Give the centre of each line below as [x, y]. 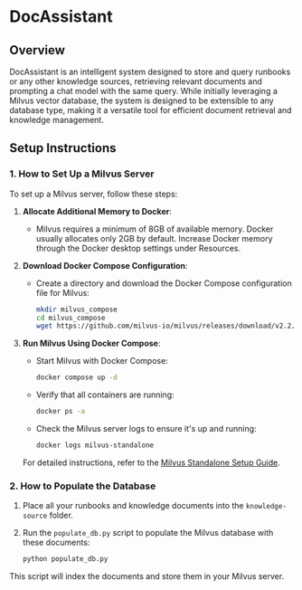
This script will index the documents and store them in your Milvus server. [147, 576]
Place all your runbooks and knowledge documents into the [133, 506]
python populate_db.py [65, 559]
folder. [61, 515]
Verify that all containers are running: [105, 395]
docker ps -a [61, 412]
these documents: [56, 542]
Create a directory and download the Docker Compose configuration [164, 283]
